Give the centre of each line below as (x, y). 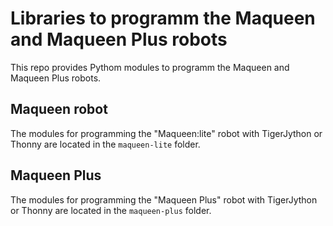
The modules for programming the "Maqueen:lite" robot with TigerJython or (166, 133)
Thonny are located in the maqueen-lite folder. (105, 144)
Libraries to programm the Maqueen (163, 18)
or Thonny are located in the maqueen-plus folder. (111, 210)
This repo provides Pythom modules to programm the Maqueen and (150, 67)
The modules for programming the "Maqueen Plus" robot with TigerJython (164, 199)
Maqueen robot (59, 109)
